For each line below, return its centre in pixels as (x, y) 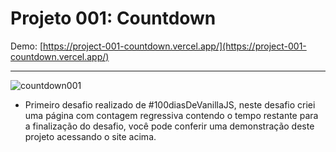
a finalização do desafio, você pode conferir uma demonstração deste (169, 126)
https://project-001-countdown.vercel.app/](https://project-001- (175, 46)
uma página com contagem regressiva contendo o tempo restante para (171, 115)
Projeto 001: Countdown (113, 18)
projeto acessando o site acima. (90, 136)
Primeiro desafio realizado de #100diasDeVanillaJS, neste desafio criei (170, 104)
